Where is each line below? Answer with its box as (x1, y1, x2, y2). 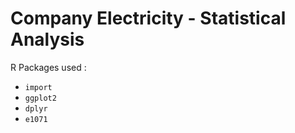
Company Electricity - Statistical (10, 7, 287, 30)
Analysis (10, 28, 85, 51)
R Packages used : (10, 61, 87, 73)
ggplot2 (24, 93, 57, 103)
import (24, 82, 53, 92)
